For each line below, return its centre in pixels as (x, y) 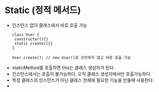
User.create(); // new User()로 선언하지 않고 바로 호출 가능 (71, 58)
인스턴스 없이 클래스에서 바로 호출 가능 (49, 25)
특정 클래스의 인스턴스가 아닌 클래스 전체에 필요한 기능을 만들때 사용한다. (83, 80)
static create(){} (34, 43)
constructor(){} (31, 39)
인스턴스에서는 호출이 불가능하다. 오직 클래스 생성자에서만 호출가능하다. (82, 74)
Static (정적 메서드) (43, 10)
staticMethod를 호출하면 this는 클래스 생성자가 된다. (63, 67)
